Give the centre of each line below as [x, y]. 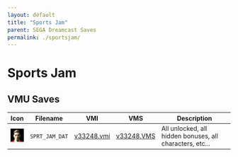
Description [194, 118]
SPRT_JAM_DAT [49, 136]
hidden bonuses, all [189, 136]
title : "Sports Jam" [38, 22]
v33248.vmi [92, 136]
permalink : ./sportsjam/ [44, 37]
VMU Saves [34, 99]
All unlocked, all [184, 128]
